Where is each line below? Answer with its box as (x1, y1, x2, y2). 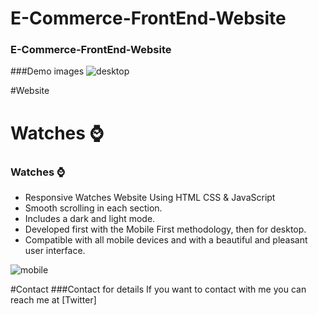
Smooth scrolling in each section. (24, 202, 163, 214)
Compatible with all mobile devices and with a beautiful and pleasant (24, 233, 308, 246)
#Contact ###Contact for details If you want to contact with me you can (10, 283, 307, 295)
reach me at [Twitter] (10, 293, 97, 306)
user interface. (24, 244, 86, 256)
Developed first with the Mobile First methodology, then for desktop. (24, 223, 307, 235)
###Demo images (10, 65, 85, 77)
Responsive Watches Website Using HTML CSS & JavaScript (24, 191, 276, 203)
